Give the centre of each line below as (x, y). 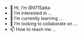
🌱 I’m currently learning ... (36, 18)
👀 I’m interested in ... (31, 13)
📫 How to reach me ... (33, 29)
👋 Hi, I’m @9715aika (30, 8)
